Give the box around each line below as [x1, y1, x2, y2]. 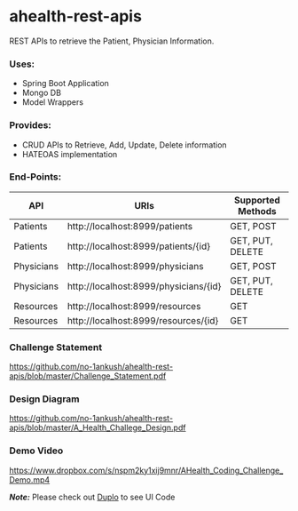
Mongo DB [21, 87, 62, 99]
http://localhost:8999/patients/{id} [67, 240, 211, 252]
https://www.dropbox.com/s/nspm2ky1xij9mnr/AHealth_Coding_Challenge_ [9, 465, 284, 475]
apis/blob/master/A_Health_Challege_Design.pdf [9, 422, 186, 433]
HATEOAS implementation [21, 148, 118, 159]
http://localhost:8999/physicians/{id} [67, 280, 222, 292]
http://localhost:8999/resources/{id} [67, 314, 219, 326]
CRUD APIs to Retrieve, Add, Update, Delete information [21, 140, 228, 150]
